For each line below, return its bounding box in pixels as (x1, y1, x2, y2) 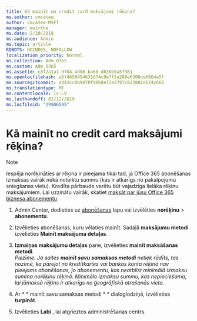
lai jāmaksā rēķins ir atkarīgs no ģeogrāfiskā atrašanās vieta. (14, 279, 165, 286)
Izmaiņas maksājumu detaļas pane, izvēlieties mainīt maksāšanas (14, 242, 178, 249)
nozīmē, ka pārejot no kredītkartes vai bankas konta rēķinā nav (14, 260, 169, 267)
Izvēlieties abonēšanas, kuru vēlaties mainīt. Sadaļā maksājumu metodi (14, 224, 189, 231)
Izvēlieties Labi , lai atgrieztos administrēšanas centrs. (14, 308, 146, 315)
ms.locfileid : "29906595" (6, 101, 69, 108)
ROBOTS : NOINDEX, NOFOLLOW (6, 47, 72, 53)
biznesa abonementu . (6, 195, 59, 202)
